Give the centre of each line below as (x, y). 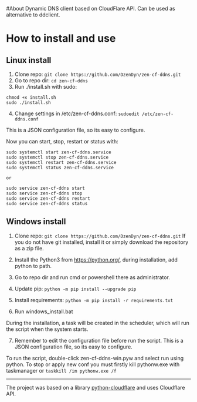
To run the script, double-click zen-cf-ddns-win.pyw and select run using (95, 358)
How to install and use (61, 38)
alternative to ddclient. (33, 15)
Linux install (29, 60)
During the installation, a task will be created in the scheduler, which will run (98, 323)
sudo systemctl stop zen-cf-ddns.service (57, 158)
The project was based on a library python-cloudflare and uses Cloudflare (96, 387)
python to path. (33, 266)
